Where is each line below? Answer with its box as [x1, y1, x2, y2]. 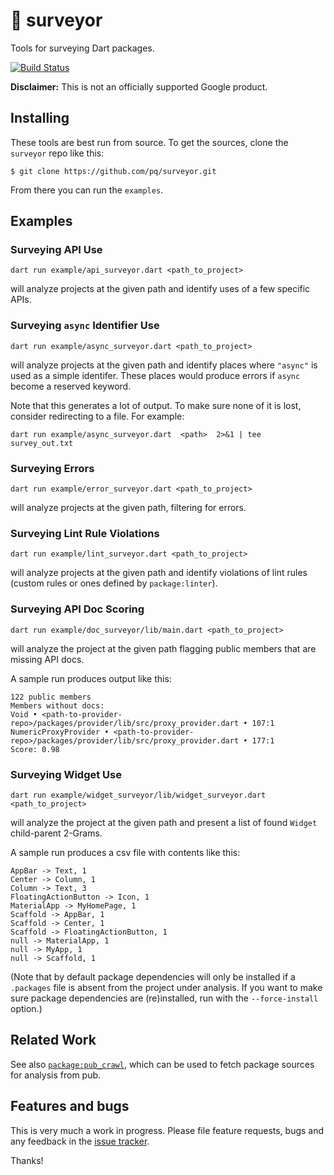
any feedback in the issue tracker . [10, 1135, 150, 1147]
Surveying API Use [10, 243, 103, 257]
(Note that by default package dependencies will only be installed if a [10, 970, 296, 983]
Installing [10, 110, 70, 127]
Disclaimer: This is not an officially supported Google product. [10, 80, 268, 93]
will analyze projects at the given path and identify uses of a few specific [10, 283, 311, 295]
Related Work [10, 1032, 97, 1049]
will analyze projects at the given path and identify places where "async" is [10, 359, 318, 371]
